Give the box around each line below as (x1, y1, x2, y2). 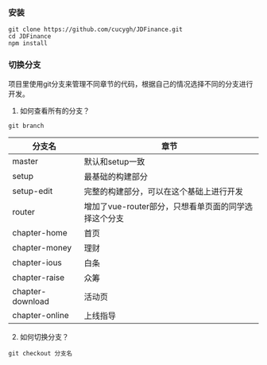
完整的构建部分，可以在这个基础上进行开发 (83, 185, 244, 196)
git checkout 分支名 (8, 349, 73, 357)
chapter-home (12, 227, 68, 238)
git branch (8, 122, 44, 130)
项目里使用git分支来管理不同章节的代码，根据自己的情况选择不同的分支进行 (8, 79, 253, 88)
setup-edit (12, 185, 53, 196)
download (12, 296, 50, 307)
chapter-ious (12, 257, 62, 268)
